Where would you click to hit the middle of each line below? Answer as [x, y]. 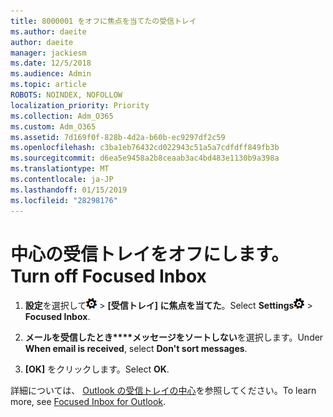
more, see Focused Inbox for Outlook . [88, 402]
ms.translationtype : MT [60, 169]
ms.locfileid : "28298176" [64, 200]
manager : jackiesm [48, 53]
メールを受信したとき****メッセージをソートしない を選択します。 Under [174, 337]
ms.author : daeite [48, 31]
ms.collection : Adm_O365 [62, 116]
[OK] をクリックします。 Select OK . [97, 369]
